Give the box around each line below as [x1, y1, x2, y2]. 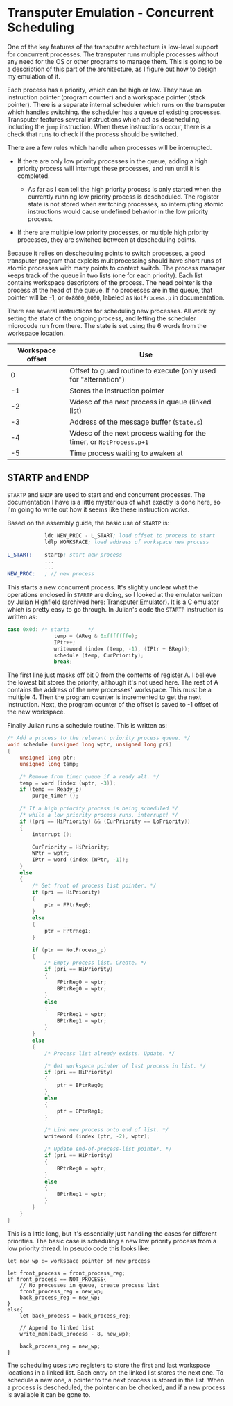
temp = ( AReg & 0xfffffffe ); [53, 632, 138, 639]
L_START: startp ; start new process [7, 551, 123, 558]
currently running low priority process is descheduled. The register [27, 193, 220, 201]
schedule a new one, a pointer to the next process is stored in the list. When [7, 1375, 225, 1384]
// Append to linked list [19, 1324, 95, 1332]
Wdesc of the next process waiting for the [69, 428, 206, 438]
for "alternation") [69, 374, 125, 384]
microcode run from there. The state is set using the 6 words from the [7, 321, 207, 329]
